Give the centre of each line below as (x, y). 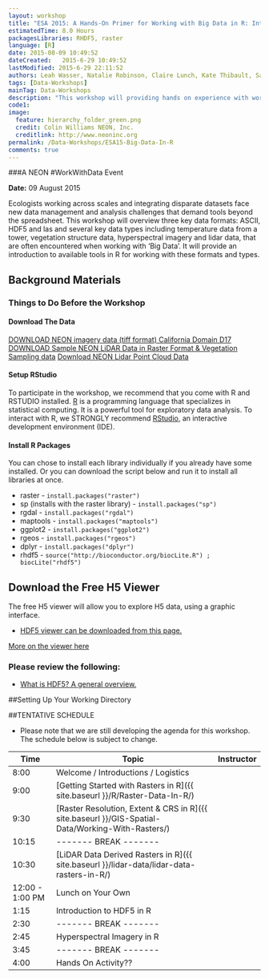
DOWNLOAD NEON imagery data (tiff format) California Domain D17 (120, 339)
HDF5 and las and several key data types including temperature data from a (133, 229)
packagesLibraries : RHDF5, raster (66, 38)
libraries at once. (36, 480)
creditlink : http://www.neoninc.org (76, 135)
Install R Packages (39, 445)
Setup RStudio (33, 375)
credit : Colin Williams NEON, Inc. (75, 127)
